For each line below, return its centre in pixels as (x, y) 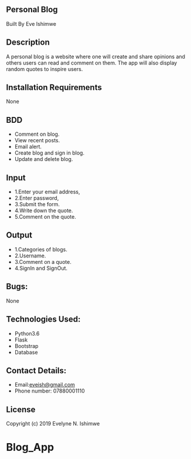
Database (26, 352)
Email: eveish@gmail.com (45, 385)
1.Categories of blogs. (41, 249)
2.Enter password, (37, 198)
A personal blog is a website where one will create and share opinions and (96, 56)
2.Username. (30, 256)
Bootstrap (26, 346)
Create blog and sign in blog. (50, 153)
